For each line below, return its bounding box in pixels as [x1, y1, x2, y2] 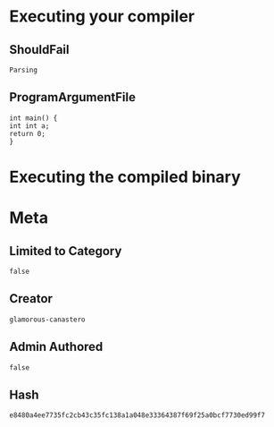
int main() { [9, 114, 58, 123]
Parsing [9, 65, 38, 74]
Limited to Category [9, 243, 122, 259]
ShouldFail [9, 42, 70, 57]
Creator [9, 291, 54, 306]
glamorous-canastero [9, 315, 87, 324]
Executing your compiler [9, 6, 195, 27]
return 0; [9, 129, 46, 138]
